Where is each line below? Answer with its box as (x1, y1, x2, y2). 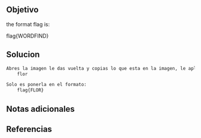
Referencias (6, 124, 53, 134)
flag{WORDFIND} (6, 32, 49, 39)
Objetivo (6, 5, 39, 15)
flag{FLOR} (17, 87, 44, 93)
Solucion (6, 50, 40, 60)
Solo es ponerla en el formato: (6, 82, 87, 88)
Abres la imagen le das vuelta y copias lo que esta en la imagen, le (6, 65, 186, 71)
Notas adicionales (6, 104, 75, 114)
